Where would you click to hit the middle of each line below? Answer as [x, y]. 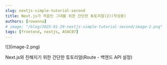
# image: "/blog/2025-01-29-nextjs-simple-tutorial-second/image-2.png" [84, 27]
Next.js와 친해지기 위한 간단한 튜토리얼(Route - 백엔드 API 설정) [69, 57]
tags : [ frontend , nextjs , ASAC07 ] [42, 32]
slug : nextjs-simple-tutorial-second [45, 11]
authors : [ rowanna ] [26, 21]
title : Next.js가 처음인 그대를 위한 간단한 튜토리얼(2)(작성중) [66, 16]
